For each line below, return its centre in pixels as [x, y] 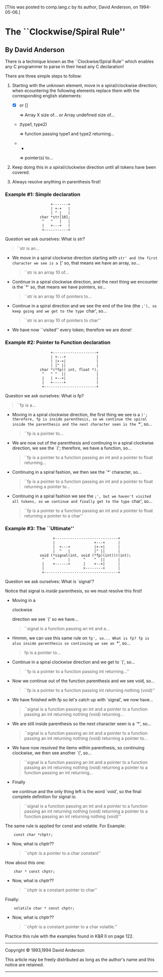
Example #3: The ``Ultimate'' [40, 528]
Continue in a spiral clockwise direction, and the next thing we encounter [85, 282]
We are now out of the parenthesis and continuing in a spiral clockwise [83, 443]
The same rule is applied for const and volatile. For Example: [65, 826]
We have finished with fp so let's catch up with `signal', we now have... [83, 699]
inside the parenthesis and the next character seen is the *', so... [82, 424]
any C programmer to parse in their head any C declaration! [65, 67]
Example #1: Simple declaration [43, 194]
